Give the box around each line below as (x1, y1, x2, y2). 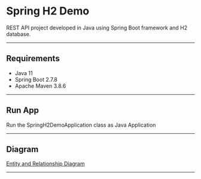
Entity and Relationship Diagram (6, 160, 85, 168)
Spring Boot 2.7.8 (14, 76, 58, 83)
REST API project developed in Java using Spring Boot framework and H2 (6, 24, 188, 31)
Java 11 (14, 69, 33, 76)
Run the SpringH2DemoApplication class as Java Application (6, 121, 156, 129)
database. (6, 30, 31, 37)
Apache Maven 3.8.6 (14, 82, 66, 89)
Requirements (6, 53, 60, 64)
